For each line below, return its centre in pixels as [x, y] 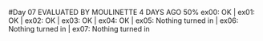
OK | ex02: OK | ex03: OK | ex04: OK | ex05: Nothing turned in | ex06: [123, 20]
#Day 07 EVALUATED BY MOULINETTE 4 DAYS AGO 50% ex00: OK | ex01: [131, 12]
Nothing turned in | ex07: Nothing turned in [79, 29]
